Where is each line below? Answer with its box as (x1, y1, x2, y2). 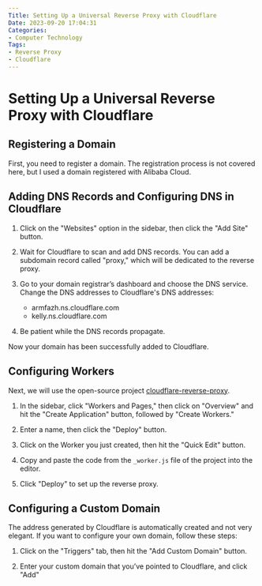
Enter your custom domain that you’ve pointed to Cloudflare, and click (19, 562, 248, 571)
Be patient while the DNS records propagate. (19, 326, 166, 336)
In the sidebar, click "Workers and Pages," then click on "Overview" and (19, 400, 254, 411)
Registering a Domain (8, 137, 116, 151)
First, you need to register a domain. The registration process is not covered (8, 159, 256, 168)
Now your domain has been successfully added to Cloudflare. (8, 341, 209, 351)
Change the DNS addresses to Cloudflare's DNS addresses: (19, 287, 215, 297)
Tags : (8, 41, 26, 49)
